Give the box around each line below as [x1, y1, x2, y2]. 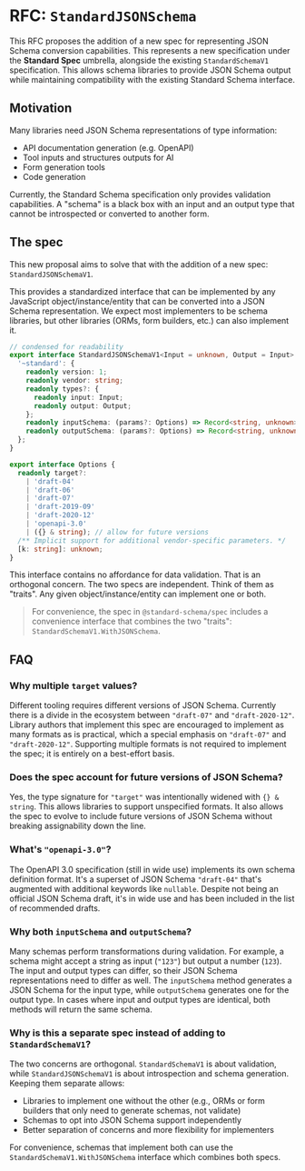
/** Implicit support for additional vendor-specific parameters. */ [17, 535, 286, 545]
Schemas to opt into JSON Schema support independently [22, 1115, 242, 1126]
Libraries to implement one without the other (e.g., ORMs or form [22, 1096, 266, 1106]
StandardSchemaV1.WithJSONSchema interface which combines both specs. [9, 1152, 281, 1163]
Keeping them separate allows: [9, 1078, 125, 1089]
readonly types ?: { [25, 384, 100, 394]
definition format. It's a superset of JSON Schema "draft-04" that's [9, 874, 262, 885]
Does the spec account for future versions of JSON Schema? [9, 771, 283, 784]
